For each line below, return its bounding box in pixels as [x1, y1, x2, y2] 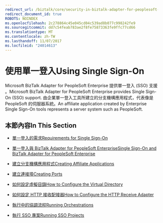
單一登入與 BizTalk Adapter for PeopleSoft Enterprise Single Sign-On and [12, 145, 157, 151]
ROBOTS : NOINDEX [5, 16, 38, 21]
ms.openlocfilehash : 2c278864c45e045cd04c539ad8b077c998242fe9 [5, 20, 136, 26]
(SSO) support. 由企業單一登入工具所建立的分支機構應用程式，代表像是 [12, 95, 154, 100]
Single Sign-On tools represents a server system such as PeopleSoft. [5, 106, 143, 112]
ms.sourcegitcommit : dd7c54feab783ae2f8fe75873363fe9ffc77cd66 [5, 25, 136, 30]
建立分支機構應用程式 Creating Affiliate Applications [12, 161, 114, 167]
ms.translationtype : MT [5, 30, 53, 34]
